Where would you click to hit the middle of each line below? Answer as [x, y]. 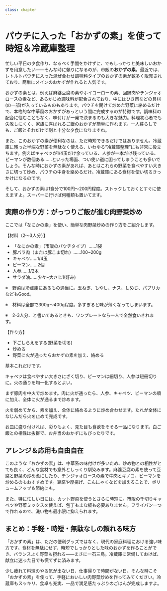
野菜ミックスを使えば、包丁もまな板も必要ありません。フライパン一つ [90, 505]
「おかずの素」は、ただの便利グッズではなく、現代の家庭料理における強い [81, 541]
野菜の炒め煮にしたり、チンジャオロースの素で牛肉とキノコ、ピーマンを [87, 476]
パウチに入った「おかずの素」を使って [83, 36]
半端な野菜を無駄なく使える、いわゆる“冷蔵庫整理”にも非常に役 [92, 147]
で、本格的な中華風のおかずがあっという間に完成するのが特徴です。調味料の [83, 111]
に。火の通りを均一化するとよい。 [40, 383]
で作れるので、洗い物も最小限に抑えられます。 [53, 511]
